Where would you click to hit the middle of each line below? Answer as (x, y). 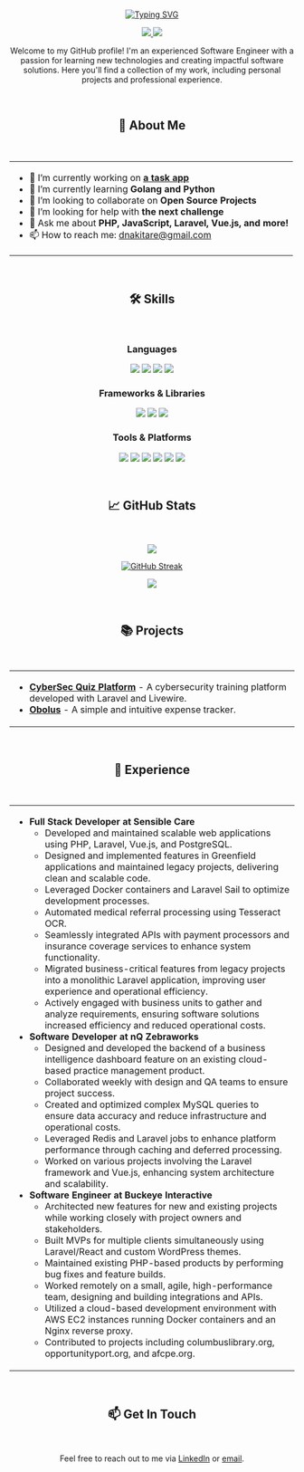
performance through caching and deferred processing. (163, 1150)
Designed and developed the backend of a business (155, 1047)
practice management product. (139, 1070)
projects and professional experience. (152, 80)
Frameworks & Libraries (152, 393)
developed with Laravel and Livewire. (108, 699)
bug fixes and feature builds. (105, 1274)
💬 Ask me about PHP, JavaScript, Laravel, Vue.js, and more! (159, 223)
